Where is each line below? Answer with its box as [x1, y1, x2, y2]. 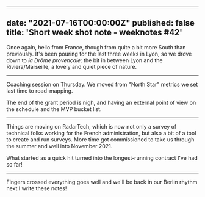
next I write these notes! [6, 184, 67, 192]
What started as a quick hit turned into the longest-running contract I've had [6, 154, 198, 162]
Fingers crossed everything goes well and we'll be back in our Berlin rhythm [6, 178, 198, 185]
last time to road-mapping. [6, 87, 73, 95]
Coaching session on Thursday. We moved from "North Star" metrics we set [6, 81, 198, 88]
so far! [6, 160, 23, 168]
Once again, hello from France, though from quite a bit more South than [6, 43, 186, 51]
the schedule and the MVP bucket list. [6, 105, 102, 113]
